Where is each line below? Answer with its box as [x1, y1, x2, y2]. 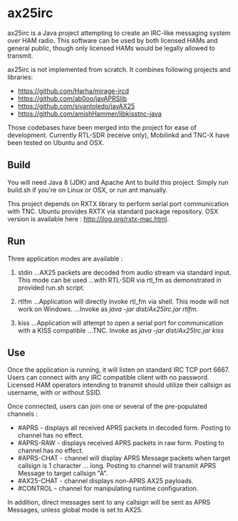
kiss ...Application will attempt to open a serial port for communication [17, 318, 224, 327]
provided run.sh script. [17, 283, 85, 292]
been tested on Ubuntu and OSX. [7, 138, 105, 147]
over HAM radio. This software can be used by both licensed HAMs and [7, 36, 219, 44]
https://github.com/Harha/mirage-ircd [17, 86, 130, 95]
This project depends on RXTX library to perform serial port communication [7, 199, 229, 208]
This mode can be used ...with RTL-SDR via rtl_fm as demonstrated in [17, 275, 222, 284]
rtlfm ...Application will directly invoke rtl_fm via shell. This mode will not [17, 297, 229, 305]
